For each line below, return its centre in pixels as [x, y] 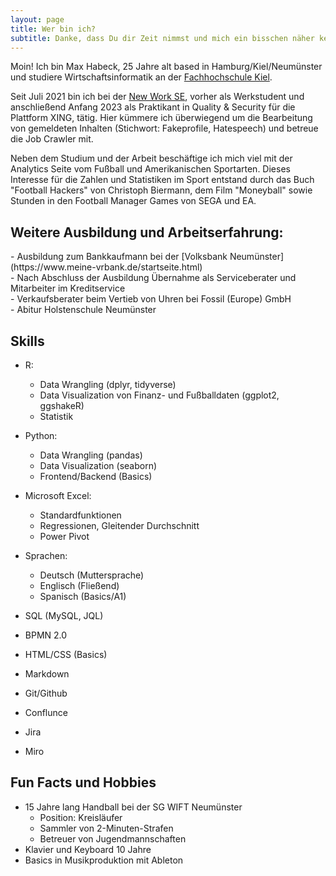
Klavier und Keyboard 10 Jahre [88, 849]
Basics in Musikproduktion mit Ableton [104, 860]
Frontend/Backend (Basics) [96, 476]
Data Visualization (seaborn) [98, 465]
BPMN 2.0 [46, 635]
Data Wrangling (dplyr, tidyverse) [108, 384]
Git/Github [46, 693]
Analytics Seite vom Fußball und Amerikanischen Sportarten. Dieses [150, 169]
